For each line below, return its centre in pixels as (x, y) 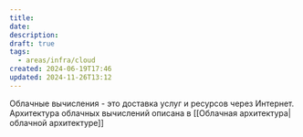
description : (34, 35)
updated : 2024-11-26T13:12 (61, 78)
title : (22, 18)
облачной (28, 122)
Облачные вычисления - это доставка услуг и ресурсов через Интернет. (152, 103)
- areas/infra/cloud (57, 60)
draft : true (32, 43)
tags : (20, 52)
